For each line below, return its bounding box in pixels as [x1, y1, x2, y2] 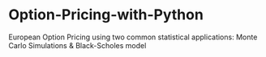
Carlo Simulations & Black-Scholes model [8, 40, 147, 50]
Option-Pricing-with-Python [8, 6, 204, 24]
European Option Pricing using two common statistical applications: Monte [8, 32, 258, 42]
